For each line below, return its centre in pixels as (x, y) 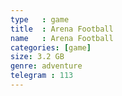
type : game (40, 19)
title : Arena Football (62, 29)
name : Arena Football (62, 38)
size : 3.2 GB (37, 57)
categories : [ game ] (51, 47)
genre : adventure (46, 66)
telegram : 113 (42, 76)
